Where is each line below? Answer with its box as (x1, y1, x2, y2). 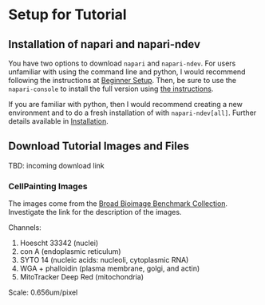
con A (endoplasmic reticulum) (19, 247, 121, 256)
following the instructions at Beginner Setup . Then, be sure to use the (8, 76, 237, 85)
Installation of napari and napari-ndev (8, 38, 201, 51)
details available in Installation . (8, 117, 109, 125)
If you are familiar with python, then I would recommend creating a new (8, 100, 243, 109)
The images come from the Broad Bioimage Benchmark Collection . (8, 199, 228, 208)
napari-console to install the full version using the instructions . (8, 84, 214, 93)
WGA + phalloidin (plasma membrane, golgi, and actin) (19, 263, 200, 273)
